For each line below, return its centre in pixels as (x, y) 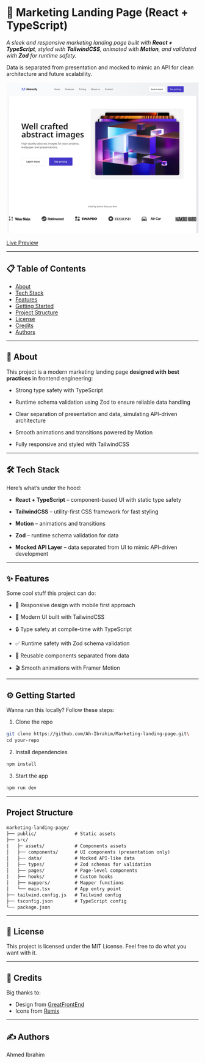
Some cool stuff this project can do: (51, 593)
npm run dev (21, 788)
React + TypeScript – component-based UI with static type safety (98, 499)
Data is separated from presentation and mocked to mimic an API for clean (100, 67)
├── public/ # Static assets (61, 834)
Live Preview (22, 243)
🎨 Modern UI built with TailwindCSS (60, 617)
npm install (21, 764)
